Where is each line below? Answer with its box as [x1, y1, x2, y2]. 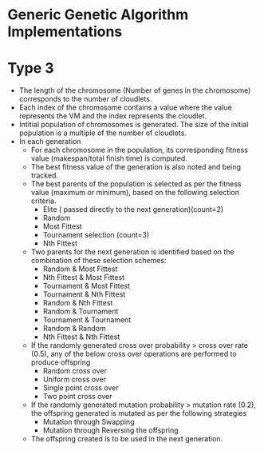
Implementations [7, 22, 123, 41]
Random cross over [42, 366, 107, 376]
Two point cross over [42, 392, 112, 401]
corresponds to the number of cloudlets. [18, 94, 152, 104]
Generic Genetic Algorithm [7, 6, 189, 24]
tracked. [30, 170, 59, 181]
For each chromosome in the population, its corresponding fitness [30, 146, 249, 155]
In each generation [18, 137, 81, 146]
